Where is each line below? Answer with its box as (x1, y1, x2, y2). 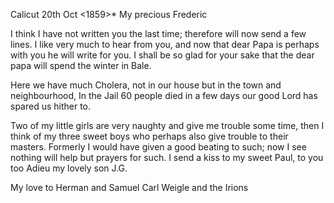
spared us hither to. (10, 100, 92, 112)
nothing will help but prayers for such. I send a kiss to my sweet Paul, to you (10, 152, 324, 163)
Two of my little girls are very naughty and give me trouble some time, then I (10, 120, 325, 131)
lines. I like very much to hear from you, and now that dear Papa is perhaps (10, 39, 320, 50)
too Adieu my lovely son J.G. (10, 162, 128, 174)
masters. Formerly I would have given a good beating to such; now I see (10, 141, 307, 153)
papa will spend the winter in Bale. (10, 60, 152, 71)
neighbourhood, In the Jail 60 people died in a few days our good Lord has (10, 90, 318, 101)
